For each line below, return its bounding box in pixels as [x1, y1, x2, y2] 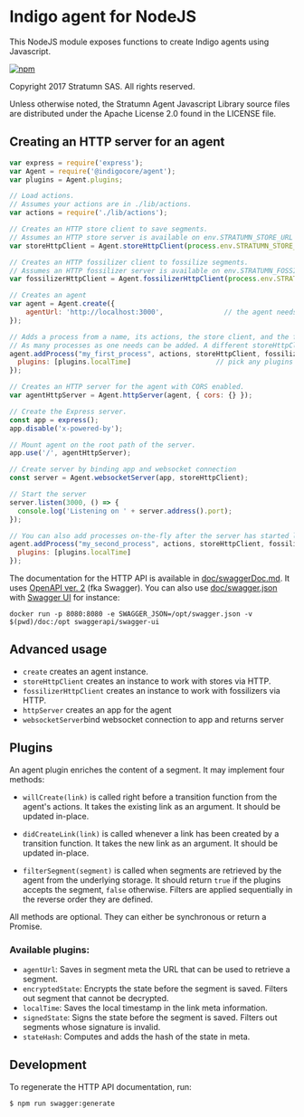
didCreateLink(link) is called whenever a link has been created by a [22, 828, 280, 838]
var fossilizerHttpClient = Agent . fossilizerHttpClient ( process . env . [9, 274, 278, 284]
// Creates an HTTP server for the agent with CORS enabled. [9, 383, 245, 392]
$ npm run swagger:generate [9, 1099, 116, 1108]
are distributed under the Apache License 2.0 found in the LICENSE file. [9, 108, 277, 118]
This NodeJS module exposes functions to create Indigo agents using [9, 36, 270, 47]
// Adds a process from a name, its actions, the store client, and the [9, 332, 290, 341]
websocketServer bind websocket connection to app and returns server [22, 714, 284, 724]
